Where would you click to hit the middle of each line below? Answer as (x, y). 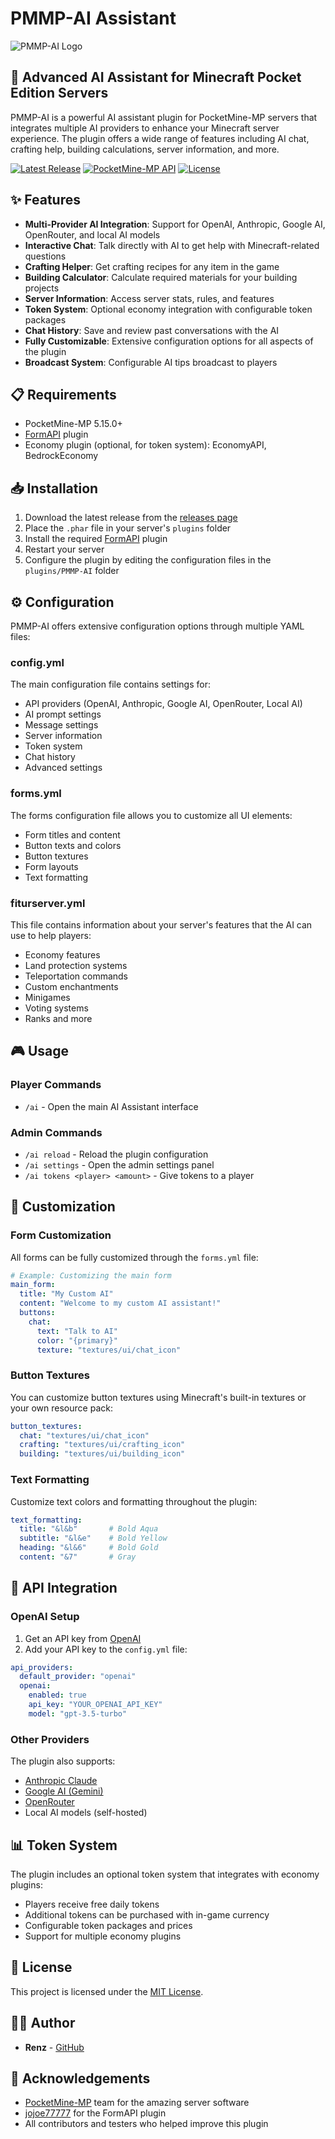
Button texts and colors (73, 845)
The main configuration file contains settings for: (110, 684)
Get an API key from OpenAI (83, 1638)
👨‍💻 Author (43, 2023)
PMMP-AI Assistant (93, 18)
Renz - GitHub (54, 2047)
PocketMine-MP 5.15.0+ (73, 424)
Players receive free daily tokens (92, 1904)
